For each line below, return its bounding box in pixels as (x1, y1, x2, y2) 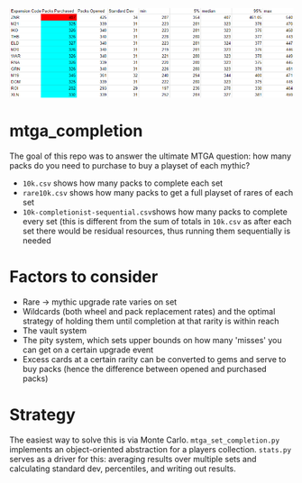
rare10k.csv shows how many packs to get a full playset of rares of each (22, 187, 294, 198)
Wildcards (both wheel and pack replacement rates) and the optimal (22, 306, 276, 317)
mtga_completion (9, 121, 143, 141)
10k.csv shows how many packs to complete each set (22, 178, 224, 188)
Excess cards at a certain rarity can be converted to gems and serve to (22, 354, 287, 365)
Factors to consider (9, 267, 159, 287)
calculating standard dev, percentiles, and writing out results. (9, 463, 236, 474)
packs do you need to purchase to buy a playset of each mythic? (9, 160, 251, 171)
